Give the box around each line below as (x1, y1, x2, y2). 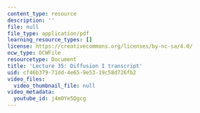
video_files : (7, 75, 46, 83)
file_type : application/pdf (7, 29, 90, 37)
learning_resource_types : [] (7, 36, 93, 44)
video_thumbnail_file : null (13, 82, 96, 89)
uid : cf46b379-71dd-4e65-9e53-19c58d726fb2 (7, 69, 137, 76)
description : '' (7, 17, 55, 24)
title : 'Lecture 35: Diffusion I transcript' (7, 62, 142, 69)
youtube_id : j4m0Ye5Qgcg (13, 95, 86, 102)
